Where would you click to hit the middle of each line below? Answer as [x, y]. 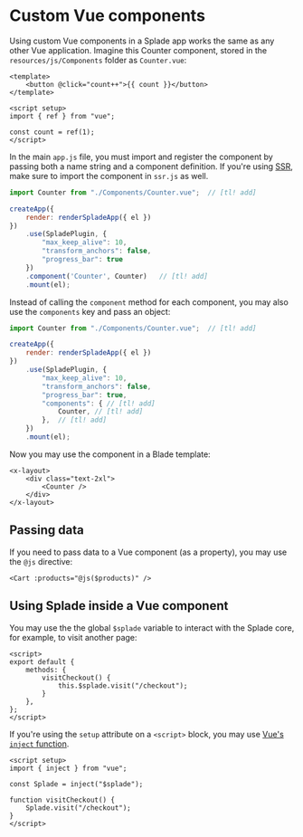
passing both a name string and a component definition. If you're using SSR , [151, 166]
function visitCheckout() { [62, 800]
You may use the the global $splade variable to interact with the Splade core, [152, 628]
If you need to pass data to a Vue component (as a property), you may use [148, 552]
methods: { [46, 670]
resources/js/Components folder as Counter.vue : [98, 60]
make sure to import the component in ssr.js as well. [109, 176]
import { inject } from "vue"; [68, 768]
